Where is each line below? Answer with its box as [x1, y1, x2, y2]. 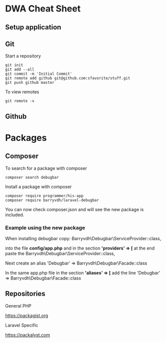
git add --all [5, 67, 35, 72]
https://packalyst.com [5, 332, 50, 338]
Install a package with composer [5, 183, 72, 190]
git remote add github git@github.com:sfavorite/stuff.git [5, 76, 131, 81]
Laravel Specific [5, 322, 38, 328]
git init [5, 63, 23, 68]
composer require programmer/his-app [5, 193, 84, 198]
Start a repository [5, 53, 41, 59]
